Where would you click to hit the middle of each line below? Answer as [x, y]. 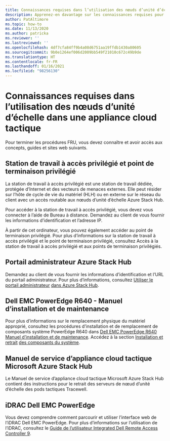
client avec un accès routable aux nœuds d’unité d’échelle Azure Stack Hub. [85, 200]
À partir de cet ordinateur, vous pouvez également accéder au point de [79, 230]
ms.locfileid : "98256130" [32, 71]
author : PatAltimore [27, 19]
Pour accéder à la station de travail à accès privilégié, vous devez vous [79, 209]
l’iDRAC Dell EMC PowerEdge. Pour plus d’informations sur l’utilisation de [81, 423]
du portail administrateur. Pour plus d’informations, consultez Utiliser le [79, 280]
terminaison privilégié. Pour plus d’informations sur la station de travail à [80, 235]
